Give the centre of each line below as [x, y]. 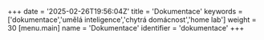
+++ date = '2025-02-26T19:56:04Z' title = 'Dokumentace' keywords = [125, 11]
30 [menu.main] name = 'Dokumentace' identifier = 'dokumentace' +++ [126, 28]
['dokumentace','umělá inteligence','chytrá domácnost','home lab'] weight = [132, 20]
